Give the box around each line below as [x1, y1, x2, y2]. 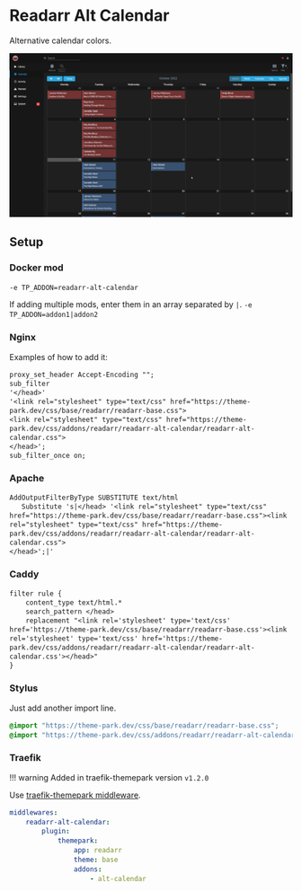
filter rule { [9, 589, 63, 598]
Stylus [9, 682, 39, 694]
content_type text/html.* [25, 598, 123, 607]
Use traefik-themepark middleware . [9, 790, 141, 800]
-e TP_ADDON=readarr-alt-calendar [9, 284, 139, 293]
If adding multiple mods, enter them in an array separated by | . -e [9, 299, 253, 310]
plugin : [41, 827, 70, 836]
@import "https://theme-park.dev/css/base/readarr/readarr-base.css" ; [9, 720, 280, 730]
